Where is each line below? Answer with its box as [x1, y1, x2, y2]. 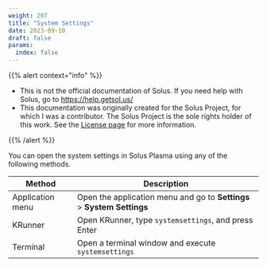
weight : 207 [8, 11, 48, 20]
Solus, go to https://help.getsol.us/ [19, 95, 133, 104]
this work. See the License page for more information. [19, 120, 197, 129]
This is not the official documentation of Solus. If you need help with [19, 86, 244, 96]
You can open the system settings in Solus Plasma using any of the [8, 151, 228, 160]
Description [142, 179, 189, 189]
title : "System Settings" [8, 19, 94, 27]
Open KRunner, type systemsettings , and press [76, 214, 253, 226]
